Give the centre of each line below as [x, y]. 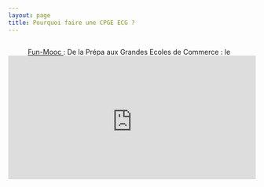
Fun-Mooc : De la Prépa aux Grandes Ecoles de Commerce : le [129, 52]
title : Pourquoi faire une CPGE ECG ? [71, 23]
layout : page [29, 15]
